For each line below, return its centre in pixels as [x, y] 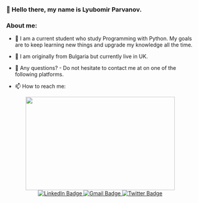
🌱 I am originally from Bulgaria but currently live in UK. [81, 57]
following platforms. [39, 75]
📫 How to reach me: [40, 87]
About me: [22, 25]
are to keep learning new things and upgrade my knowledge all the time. [103, 45]
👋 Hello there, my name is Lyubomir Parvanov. [74, 10]
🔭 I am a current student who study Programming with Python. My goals [103, 39]
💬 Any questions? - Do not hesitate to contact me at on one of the [95, 68]
